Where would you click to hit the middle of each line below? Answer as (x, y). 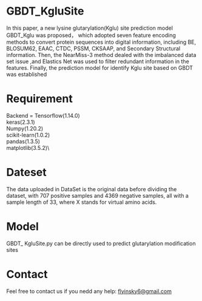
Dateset (26, 173)
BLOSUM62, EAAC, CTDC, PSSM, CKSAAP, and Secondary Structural (93, 48)
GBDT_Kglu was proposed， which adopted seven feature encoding (91, 35)
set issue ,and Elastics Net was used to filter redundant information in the (98, 61)
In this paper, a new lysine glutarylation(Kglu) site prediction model (89, 28)
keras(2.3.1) (21, 122)
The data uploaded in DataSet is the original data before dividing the (92, 189)
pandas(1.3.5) (23, 141)
